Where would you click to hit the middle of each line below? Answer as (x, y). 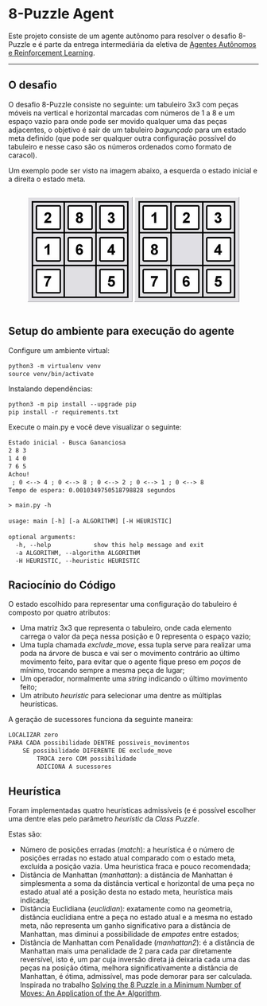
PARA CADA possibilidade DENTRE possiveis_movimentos (99, 743)
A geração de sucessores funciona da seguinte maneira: (101, 720)
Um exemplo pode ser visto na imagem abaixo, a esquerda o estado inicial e (133, 170)
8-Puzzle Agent (61, 14)
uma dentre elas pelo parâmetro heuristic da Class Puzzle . (104, 819)
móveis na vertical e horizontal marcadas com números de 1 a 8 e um (122, 113)
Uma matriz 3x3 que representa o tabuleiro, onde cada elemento (126, 628)
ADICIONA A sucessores (74, 767)
